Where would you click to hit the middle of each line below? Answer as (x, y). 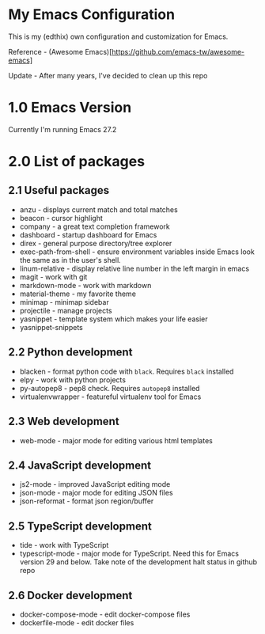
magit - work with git (53, 277)
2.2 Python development (70, 353)
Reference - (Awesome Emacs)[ (60, 51)
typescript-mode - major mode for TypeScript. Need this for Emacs (129, 554)
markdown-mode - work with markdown (85, 285)
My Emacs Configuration (92, 15)
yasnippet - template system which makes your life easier (114, 319)
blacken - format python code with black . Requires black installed (127, 371)
